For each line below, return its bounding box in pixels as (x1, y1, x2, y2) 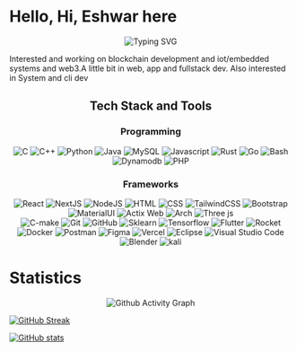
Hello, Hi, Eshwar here (9, 6, 178, 27)
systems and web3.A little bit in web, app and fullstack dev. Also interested (9, 63, 286, 74)
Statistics (9, 268, 83, 288)
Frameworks (122, 178, 179, 190)
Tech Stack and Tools (89, 99, 213, 114)
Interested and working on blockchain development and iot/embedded (9, 53, 269, 64)
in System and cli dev (9, 72, 89, 83)
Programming (120, 126, 181, 138)
